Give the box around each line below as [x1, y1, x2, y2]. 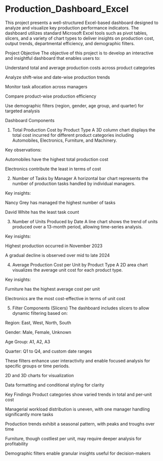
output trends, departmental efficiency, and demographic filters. [5, 40, 135, 46]
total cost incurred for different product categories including [12, 132, 134, 138]
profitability [5, 440, 28, 447]
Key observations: [5, 147, 42, 153]
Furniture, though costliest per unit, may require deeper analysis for [5, 435, 142, 441]
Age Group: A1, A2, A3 [5, 338, 51, 344]
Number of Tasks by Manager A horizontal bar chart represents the [12, 175, 148, 181]
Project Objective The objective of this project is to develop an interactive [5, 50, 154, 56]
